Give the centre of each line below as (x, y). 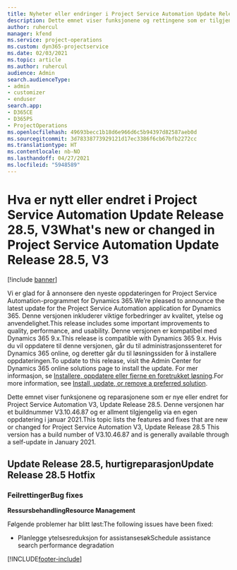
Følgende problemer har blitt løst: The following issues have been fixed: (110, 524)
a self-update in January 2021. (52, 441)
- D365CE (20, 112)
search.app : (25, 106)
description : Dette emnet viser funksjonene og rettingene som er (107, 20)
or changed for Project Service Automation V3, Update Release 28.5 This (114, 427)
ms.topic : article (34, 60)
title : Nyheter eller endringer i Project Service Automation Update (112, 14)
